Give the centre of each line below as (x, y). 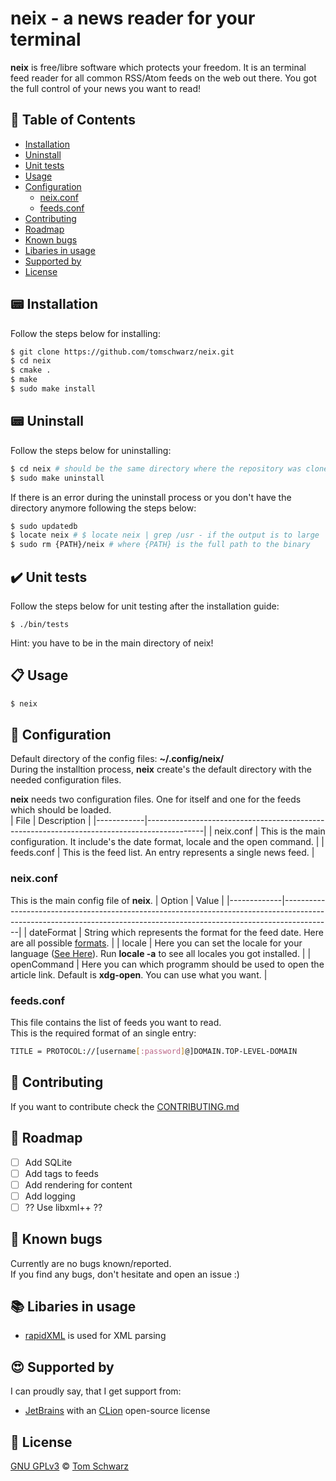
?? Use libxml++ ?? (63, 1207)
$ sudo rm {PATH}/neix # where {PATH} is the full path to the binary (160, 545)
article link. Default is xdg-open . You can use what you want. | (139, 974)
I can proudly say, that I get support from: (96, 1391)
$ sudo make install (53, 389)
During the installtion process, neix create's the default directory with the (161, 769)
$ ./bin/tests (40, 624)
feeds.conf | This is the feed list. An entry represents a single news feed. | (162, 853)
